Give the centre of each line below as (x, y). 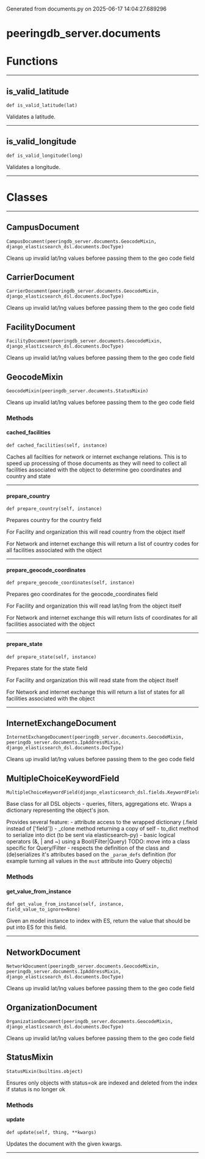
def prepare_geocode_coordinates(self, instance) (71, 583)
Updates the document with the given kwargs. (64, 1144)
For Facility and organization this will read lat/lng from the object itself (94, 606)
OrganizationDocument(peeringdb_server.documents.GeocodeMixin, (90, 1022)
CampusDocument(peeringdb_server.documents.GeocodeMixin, (81, 241)
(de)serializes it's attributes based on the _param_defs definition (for (91, 855)
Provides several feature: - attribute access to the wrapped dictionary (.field (102, 822)
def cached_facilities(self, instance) (57, 446)
